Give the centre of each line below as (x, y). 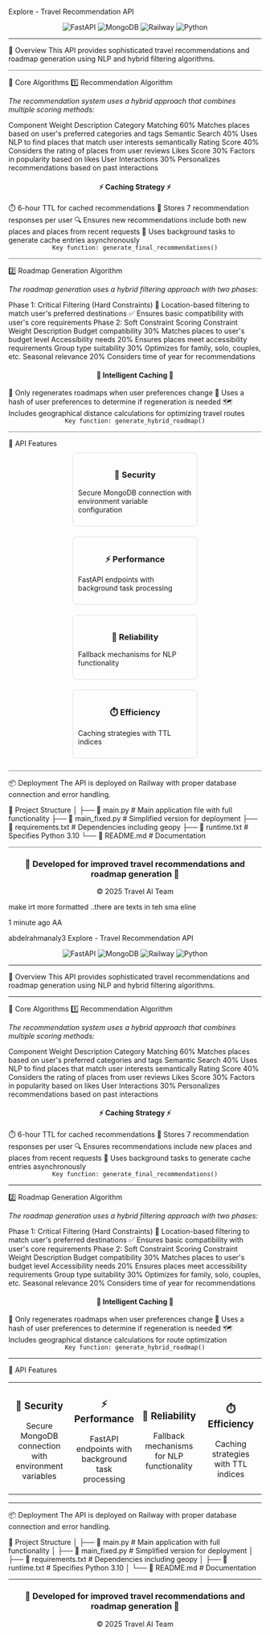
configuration (100, 509)
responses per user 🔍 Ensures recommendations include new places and (130, 1147)
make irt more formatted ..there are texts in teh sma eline (102, 906)
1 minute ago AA (35, 922)
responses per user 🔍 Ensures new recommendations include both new (127, 220)
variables (39, 1476)
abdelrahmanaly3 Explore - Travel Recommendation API (101, 938)
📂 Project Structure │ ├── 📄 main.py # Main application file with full (121, 810)
